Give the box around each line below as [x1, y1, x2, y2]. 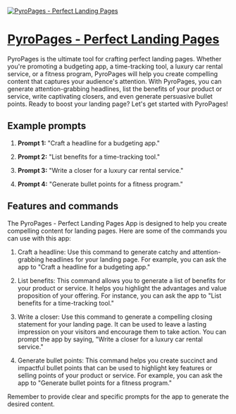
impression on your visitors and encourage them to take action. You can [17, 327, 227, 336]
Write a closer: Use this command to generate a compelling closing [17, 312, 213, 321]
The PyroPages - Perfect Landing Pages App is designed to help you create [7, 219, 228, 227]
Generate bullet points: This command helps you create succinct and [17, 356, 218, 365]
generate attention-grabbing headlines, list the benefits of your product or [7, 85, 223, 93]
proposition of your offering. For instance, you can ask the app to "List [17, 291, 222, 300]
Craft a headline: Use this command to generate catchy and [17, 248, 192, 256]
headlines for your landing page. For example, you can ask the [45, 255, 227, 264]
